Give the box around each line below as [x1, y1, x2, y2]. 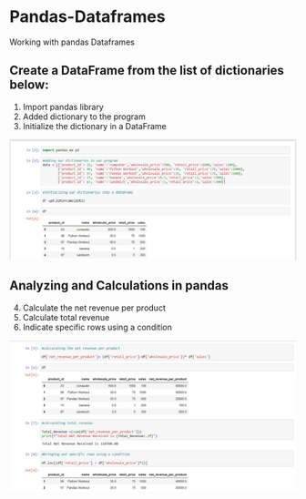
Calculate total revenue [22, 311, 110, 322]
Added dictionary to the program [22, 111, 146, 122]
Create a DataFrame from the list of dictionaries [9, 63, 285, 78]
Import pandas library [22, 101, 105, 112]
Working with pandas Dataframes [9, 36, 135, 47]
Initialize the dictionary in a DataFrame [22, 120, 167, 131]
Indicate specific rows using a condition [22, 321, 173, 332]
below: [9, 77, 49, 93]
